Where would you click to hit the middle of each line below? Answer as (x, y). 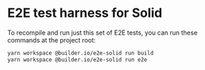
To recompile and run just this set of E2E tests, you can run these (102, 33)
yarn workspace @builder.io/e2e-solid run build (81, 53)
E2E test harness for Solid (85, 13)
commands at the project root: (51, 40)
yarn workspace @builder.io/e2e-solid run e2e (77, 59)
